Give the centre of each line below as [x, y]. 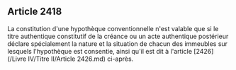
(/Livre [17, 59]
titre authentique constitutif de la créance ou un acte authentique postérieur [118, 36]
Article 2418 [35, 12]
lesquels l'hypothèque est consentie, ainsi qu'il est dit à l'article [100, 51]
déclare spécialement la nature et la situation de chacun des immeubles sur [118, 43]
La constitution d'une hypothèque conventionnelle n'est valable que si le [113, 28]
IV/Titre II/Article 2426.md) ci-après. [81, 59]
